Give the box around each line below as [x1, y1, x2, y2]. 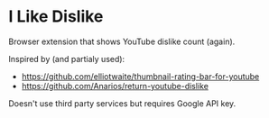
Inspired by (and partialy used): [8, 53, 125, 64]
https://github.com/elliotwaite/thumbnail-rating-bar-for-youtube [21, 70, 260, 82]
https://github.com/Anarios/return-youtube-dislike [21, 80, 209, 91]
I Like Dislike [8, 6, 104, 27]
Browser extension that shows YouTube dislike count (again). [8, 36, 236, 47]
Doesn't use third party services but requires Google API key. [8, 97, 237, 109]
